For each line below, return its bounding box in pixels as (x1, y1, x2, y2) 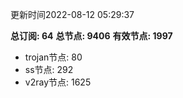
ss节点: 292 (24, 64, 74, 75)
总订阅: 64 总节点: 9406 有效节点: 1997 (10, 30, 173, 42)
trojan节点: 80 (24, 51, 83, 63)
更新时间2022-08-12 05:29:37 (10, 9, 135, 20)
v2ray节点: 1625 (24, 76, 92, 88)
